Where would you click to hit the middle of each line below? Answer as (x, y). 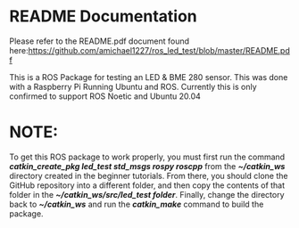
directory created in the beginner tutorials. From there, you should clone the (149, 175)
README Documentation (104, 16)
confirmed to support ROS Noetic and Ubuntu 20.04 (105, 96)
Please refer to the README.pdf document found (100, 41)
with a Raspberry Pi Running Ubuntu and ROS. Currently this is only (133, 86)
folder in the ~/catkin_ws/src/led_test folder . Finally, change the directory (147, 194)
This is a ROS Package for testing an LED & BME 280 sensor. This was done (149, 77)
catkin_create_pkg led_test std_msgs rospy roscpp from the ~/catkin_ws (147, 166)
